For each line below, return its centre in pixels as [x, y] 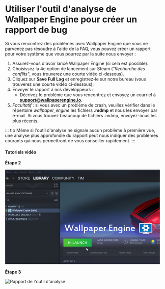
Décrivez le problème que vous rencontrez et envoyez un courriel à [88, 95]
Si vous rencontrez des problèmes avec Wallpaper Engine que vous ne [77, 43]
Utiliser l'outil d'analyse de [61, 9]
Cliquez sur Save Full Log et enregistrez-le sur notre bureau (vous [79, 79]
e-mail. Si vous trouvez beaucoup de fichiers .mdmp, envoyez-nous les [84, 115]
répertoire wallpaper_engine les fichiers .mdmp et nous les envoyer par [85, 110]
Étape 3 [13, 272]
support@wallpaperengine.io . [51, 100]
